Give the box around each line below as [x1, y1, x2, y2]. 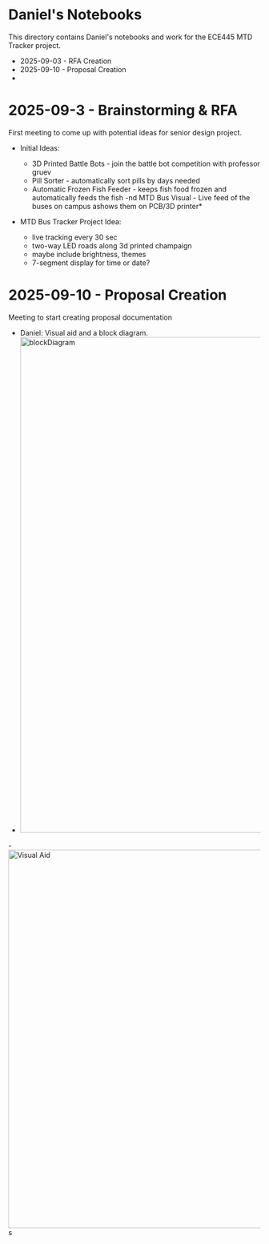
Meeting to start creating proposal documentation [8, 312, 173, 322]
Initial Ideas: [19, 143, 60, 153]
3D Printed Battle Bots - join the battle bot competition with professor [31, 159, 260, 168]
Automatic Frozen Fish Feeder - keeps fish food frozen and [31, 184, 227, 194]
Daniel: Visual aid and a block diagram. [19, 328, 148, 337]
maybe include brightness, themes [31, 249, 147, 259]
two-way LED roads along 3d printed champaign [31, 240, 192, 250]
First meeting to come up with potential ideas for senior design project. [8, 127, 243, 137]
